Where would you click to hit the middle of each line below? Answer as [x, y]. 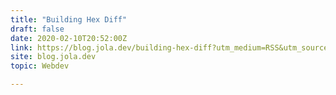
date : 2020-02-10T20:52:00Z [69, 38]
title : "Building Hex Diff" [69, 19]
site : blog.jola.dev [53, 57]
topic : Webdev [40, 66]
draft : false [37, 29]
